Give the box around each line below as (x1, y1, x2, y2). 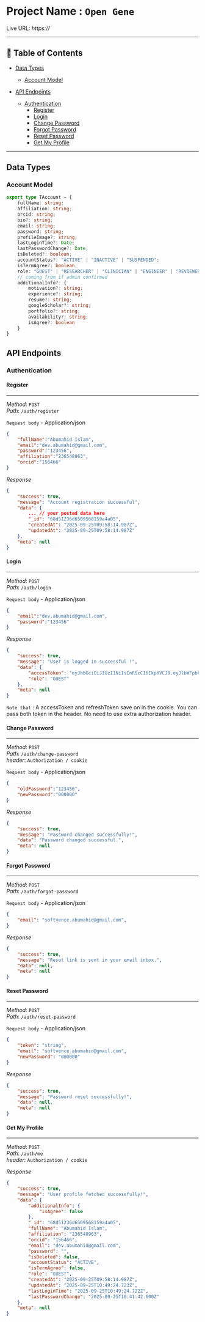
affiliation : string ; (17, 206, 72, 212)
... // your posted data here (28, 511, 105, 517)
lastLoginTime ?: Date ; (17, 240, 75, 246)
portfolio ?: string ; (28, 308, 81, 314)
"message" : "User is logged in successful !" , (17, 659, 138, 665)
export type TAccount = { (6, 194, 72, 201)
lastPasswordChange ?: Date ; (17, 246, 88, 252)
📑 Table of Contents (6, 48, 83, 59)
